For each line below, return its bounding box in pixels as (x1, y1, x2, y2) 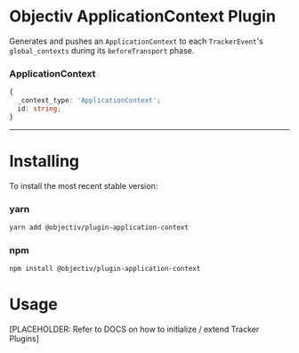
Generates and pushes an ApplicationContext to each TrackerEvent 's (9, 36, 264, 46)
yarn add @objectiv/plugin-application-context (9, 223, 190, 232)
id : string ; (17, 104, 62, 113)
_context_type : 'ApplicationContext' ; (17, 96, 162, 105)
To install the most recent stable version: (9, 180, 158, 191)
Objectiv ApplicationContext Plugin (9, 6, 276, 27)
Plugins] (9, 332, 40, 344)
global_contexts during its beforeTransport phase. (9, 45, 195, 55)
